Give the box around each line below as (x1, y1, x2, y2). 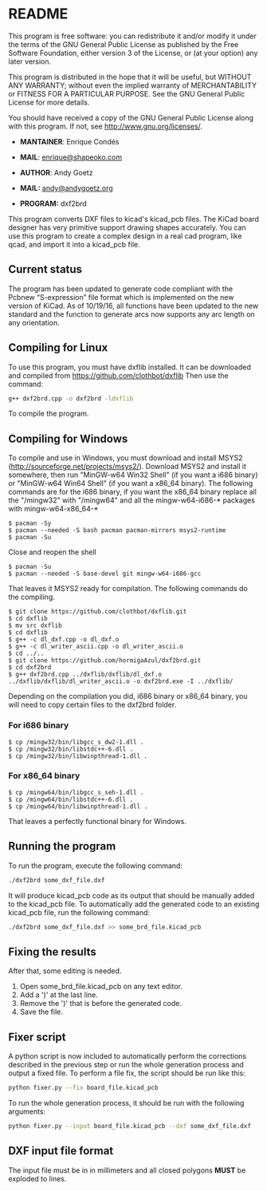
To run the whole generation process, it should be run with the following (8, 1098, 245, 1107)
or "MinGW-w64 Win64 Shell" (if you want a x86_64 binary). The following (8, 479, 253, 488)
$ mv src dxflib (8, 621, 62, 630)
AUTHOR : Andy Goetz (19, 168, 93, 177)
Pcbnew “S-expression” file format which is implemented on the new (8, 292, 234, 302)
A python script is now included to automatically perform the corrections (8, 1051, 247, 1061)
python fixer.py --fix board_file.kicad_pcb (8, 1084, 159, 1092)
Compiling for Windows (8, 432, 128, 445)
